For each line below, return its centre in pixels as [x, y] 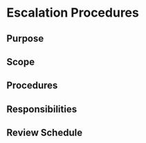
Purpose [25, 39]
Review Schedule [45, 133]
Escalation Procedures [73, 13]
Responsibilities [42, 109]
